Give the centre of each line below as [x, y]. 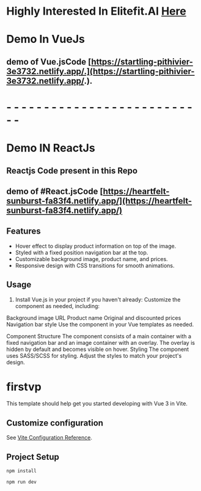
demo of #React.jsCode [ [55, 191]
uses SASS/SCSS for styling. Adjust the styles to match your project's [94, 355]
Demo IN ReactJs [51, 148]
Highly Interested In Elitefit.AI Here [96, 11]
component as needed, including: [57, 306]
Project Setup [33, 457]
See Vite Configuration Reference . [49, 438]
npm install [21, 471]
